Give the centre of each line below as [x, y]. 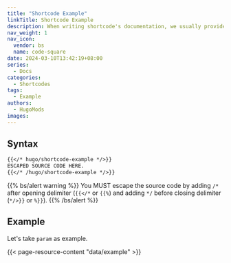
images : [18, 116]
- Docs [23, 71]
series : [18, 65]
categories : [24, 77]
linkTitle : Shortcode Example [51, 20]
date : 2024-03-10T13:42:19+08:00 [55, 59]
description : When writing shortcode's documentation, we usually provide [117, 26]
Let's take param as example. [47, 238]
